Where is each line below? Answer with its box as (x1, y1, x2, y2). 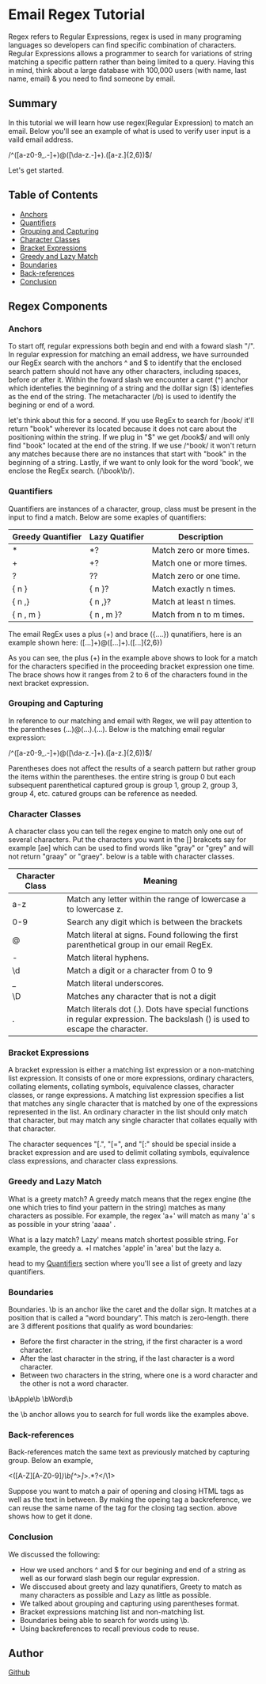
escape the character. (66, 1023, 149, 1034)
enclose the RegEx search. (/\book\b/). (8, 466, 135, 476)
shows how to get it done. (8, 1511, 93, 1522)
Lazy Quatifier (89, 531, 145, 542)
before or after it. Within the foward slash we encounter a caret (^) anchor (8, 375, 249, 385)
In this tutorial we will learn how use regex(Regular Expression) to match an (8, 117, 254, 128)
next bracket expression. (8, 678, 89, 688)
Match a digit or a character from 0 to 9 (66, 965, 214, 976)
